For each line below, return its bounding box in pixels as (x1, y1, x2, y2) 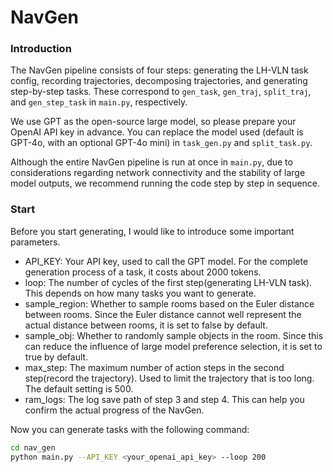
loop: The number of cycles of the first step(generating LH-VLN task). (24, 276, 313, 288)
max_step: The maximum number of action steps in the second (24, 361, 285, 373)
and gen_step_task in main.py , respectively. (10, 96, 188, 108)
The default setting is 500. (24, 382, 134, 395)
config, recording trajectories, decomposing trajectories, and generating (10, 75, 308, 87)
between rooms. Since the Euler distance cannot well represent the (24, 308, 302, 320)
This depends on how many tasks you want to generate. (24, 287, 257, 299)
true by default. (24, 351, 89, 363)
